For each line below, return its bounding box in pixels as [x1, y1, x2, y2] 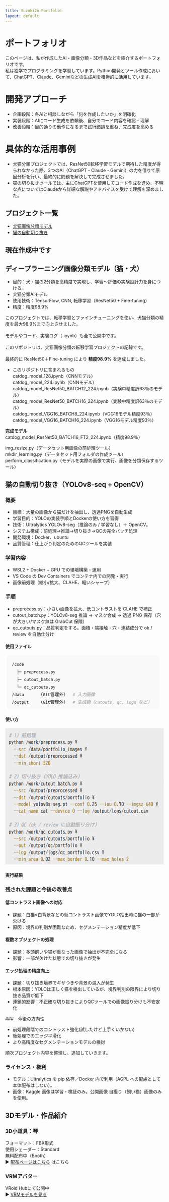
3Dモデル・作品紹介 [5, 1111, 67, 1120]
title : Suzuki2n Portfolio [5, 8, 62, 13]
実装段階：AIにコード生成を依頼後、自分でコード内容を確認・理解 [12, 118, 149, 124]
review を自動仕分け [12, 631, 54, 637]
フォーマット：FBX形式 [5, 1140, 54, 1146]
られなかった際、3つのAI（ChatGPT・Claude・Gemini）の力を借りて [12, 167, 156, 174]
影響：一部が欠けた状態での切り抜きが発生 [12, 955, 101, 961]
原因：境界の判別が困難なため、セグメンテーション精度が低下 [12, 924, 141, 930]
